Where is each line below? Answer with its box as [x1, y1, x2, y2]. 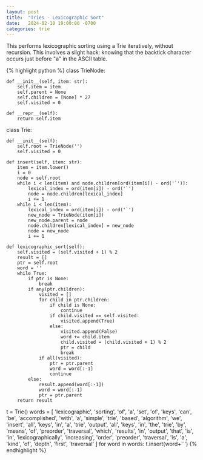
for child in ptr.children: [38, 297, 110, 303]
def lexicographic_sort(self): [6, 244, 85, 250]
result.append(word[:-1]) [38, 382, 104, 388]
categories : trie [6, 25, 50, 32]
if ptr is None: [28, 276, 69, 282]
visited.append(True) [60, 318, 115, 324]
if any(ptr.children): [28, 286, 85, 292]
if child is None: [49, 302, 96, 309]
